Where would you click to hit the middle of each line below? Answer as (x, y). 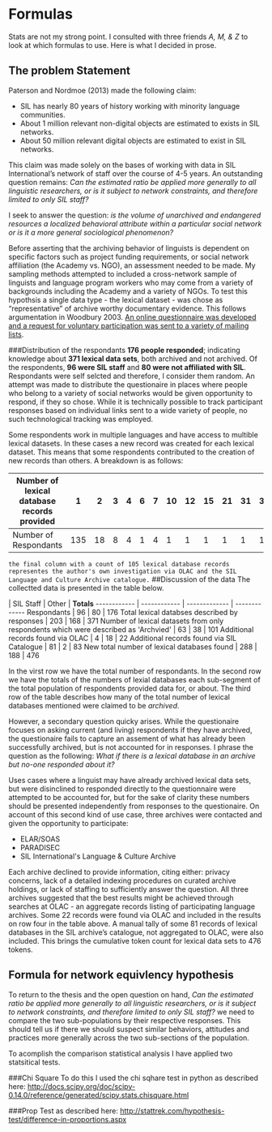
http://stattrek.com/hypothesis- (172, 1110)
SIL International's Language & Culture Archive (98, 856)
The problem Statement (70, 71)
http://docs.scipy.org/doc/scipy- (81, 1086)
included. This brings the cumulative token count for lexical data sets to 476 (135, 940)
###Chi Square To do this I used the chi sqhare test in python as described (134, 1078)
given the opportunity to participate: (68, 823)
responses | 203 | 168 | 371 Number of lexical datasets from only (116, 621)
